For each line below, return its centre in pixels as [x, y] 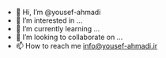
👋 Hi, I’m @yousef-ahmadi [58, 12]
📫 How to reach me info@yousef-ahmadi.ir [87, 46]
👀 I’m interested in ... [49, 20]
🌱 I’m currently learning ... [58, 29]
